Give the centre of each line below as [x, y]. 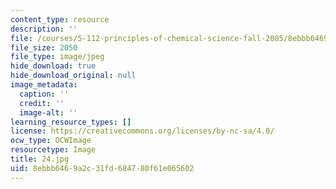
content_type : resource [60, 19]
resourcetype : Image [53, 150]
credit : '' [42, 103]
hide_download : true [53, 66]
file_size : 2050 [44, 47]
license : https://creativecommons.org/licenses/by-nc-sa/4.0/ [142, 131]
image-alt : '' [48, 112]
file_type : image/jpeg [57, 57]
